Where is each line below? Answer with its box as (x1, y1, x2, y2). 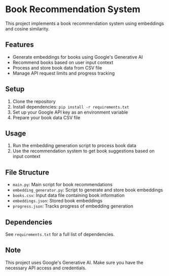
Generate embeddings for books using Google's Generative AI (12, 54, 143, 60)
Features (5, 41, 34, 49)
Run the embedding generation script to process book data (12, 143, 137, 149)
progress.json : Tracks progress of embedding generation (12, 203, 133, 209)
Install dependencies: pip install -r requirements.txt (12, 103, 129, 110)
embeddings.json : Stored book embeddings (12, 198, 103, 204)
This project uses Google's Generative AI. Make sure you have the (5, 259, 144, 265)
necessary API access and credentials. (5, 265, 87, 271)
